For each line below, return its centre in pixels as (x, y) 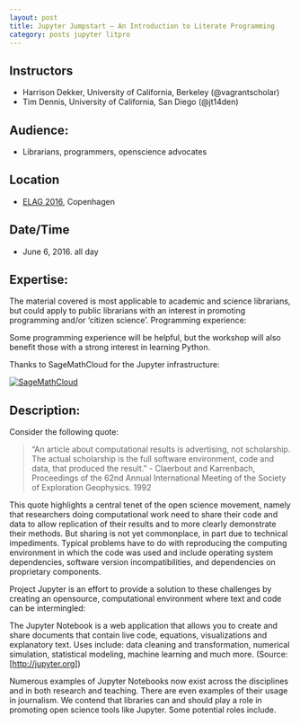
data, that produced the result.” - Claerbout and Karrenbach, (143, 469)
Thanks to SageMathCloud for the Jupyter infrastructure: (115, 365)
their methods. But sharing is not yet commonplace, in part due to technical (149, 534)
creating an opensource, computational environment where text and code (146, 599)
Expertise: (39, 280)
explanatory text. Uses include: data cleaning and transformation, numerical (150, 645)
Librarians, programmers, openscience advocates (115, 152)
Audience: (39, 130)
